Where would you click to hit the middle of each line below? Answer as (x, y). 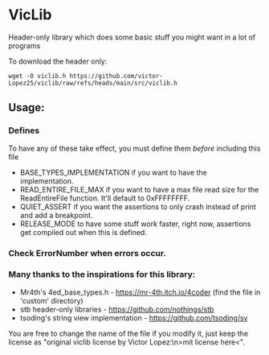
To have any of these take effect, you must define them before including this (134, 148)
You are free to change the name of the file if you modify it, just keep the (128, 333)
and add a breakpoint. (56, 215)
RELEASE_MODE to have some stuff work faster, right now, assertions (135, 224)
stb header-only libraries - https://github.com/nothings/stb (117, 309)
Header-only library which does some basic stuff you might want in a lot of (132, 37)
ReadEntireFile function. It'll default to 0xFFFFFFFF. (105, 198)
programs (24, 45)
